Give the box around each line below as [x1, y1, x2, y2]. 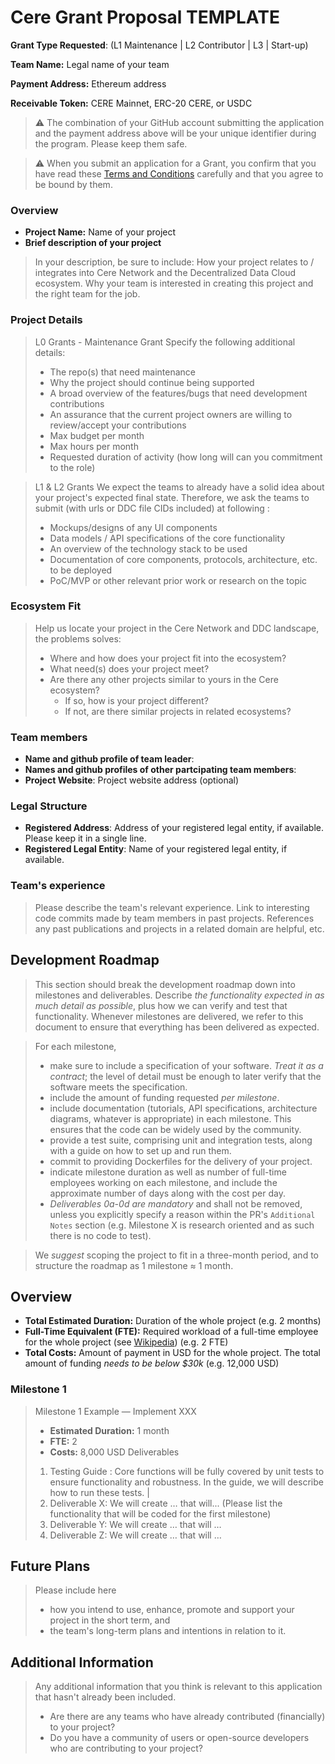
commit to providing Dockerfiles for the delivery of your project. [49, 1155, 313, 1167]
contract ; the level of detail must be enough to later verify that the [49, 1070, 322, 1082]
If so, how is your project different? [64, 694, 209, 706]
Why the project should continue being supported [49, 376, 255, 388]
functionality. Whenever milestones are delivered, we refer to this [34, 1010, 304, 1022]
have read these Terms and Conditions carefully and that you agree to [34, 167, 324, 180]
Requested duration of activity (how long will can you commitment [49, 451, 323, 463]
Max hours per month [49, 440, 139, 452]
